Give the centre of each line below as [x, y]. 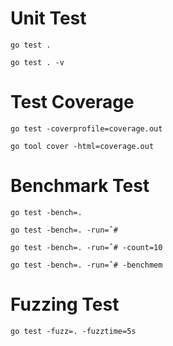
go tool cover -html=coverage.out [82, 146]
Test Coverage [72, 102]
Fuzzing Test [65, 304]
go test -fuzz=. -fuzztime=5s [73, 331]
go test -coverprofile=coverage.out [86, 128]
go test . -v [37, 62]
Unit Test [48, 18]
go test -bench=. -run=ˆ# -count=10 [86, 247]
